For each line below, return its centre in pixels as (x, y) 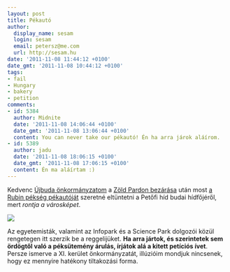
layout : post (26, 14)
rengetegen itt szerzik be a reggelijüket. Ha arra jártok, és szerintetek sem (115, 238)
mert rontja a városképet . (44, 204)
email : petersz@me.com (46, 46)
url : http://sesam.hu (45, 53)
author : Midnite (37, 117)
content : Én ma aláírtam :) (55, 170)
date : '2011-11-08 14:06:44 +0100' (65, 124)
